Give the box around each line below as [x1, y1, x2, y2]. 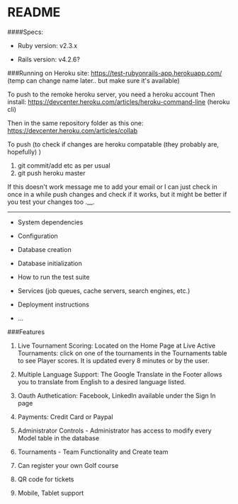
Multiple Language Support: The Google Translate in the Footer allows [17, 370, 222, 379]
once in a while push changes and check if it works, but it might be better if [7, 190, 227, 198]
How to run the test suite [17, 273, 90, 281]
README [7, 4, 61, 21]
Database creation [17, 245, 72, 253]
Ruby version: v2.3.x [17, 41, 78, 50]
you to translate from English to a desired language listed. [17, 377, 186, 386]
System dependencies [17, 217, 84, 227]
